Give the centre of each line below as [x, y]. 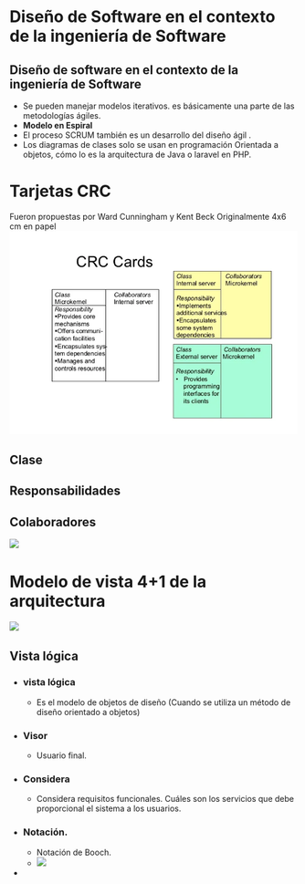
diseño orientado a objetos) [88, 712]
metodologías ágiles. [62, 115]
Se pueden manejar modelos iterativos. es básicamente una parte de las [158, 106]
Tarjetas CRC [60, 191]
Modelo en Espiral [58, 125]
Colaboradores [53, 522]
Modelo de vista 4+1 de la [108, 582]
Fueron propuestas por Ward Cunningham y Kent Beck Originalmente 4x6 [148, 216]
